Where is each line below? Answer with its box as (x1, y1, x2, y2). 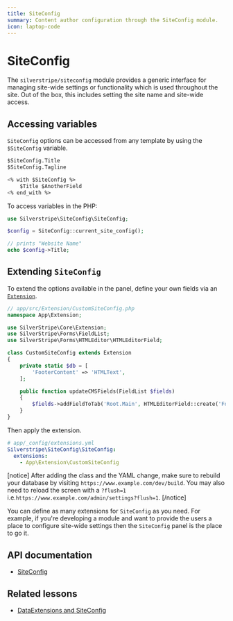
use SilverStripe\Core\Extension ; (7, 324, 107, 331)
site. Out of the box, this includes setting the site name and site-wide (7, 91, 204, 99)
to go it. (7, 529, 29, 538)
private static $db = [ (19, 362, 89, 369)
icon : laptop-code (7, 23, 60, 30)
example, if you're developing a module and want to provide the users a (7, 514, 212, 522)
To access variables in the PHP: (7, 202, 98, 210)
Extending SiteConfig (7, 266, 101, 278)
